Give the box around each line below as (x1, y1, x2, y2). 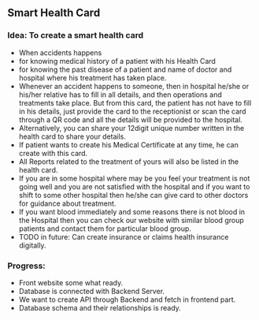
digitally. (18, 240, 46, 250)
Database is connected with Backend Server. (18, 286, 165, 296)
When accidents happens (18, 47, 102, 58)
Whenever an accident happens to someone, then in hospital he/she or (18, 81, 250, 91)
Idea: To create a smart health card (7, 30, 143, 41)
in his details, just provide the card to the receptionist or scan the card (18, 106, 246, 116)
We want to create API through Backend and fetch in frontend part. (18, 295, 236, 304)
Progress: (7, 260, 46, 271)
